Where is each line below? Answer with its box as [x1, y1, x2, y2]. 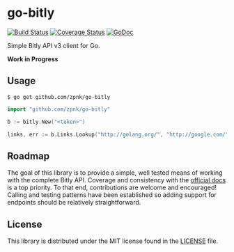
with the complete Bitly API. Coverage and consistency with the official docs [7, 176, 226, 184]
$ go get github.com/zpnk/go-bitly [7, 93, 111, 100]
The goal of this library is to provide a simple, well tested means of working [7, 168, 223, 177]
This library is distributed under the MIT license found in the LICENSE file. [7, 237, 218, 245]
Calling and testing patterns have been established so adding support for [7, 191, 217, 199]
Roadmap [7, 150, 50, 162]
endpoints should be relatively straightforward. [7, 198, 141, 207]
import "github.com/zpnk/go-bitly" [7, 106, 111, 113]
